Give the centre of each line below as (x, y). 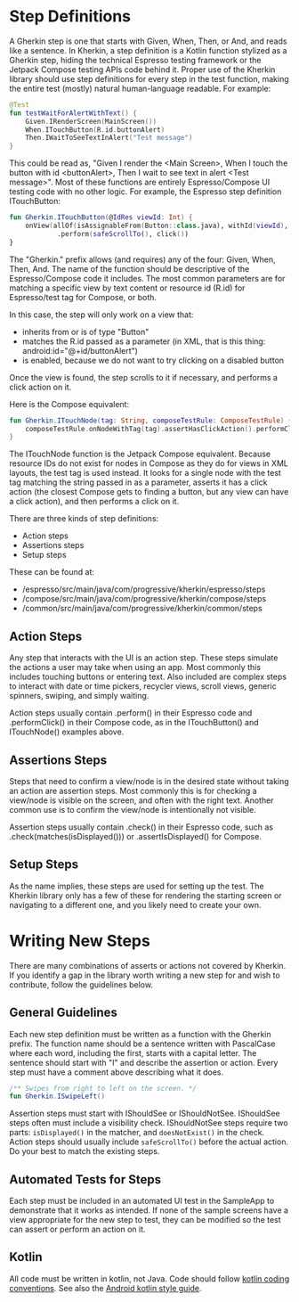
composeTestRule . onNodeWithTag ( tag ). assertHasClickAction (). (141, 429)
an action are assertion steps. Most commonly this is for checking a (133, 790)
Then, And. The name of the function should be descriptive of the (129, 268)
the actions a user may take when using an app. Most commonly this (135, 667)
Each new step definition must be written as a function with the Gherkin (140, 1034)
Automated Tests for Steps (85, 1179)
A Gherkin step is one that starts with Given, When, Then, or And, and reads (148, 41)
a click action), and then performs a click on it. (94, 502)
